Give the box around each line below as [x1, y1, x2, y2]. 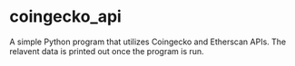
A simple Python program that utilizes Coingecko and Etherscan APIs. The [9, 36, 287, 47]
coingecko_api [9, 6, 123, 27]
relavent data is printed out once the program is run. [9, 45, 204, 56]
